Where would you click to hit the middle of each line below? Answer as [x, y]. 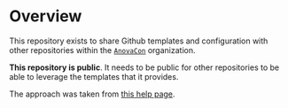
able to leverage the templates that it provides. [94, 76]
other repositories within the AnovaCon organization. [102, 50]
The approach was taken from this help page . [92, 94]
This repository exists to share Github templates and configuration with [139, 41]
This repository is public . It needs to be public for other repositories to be [144, 67]
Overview [46, 16]
